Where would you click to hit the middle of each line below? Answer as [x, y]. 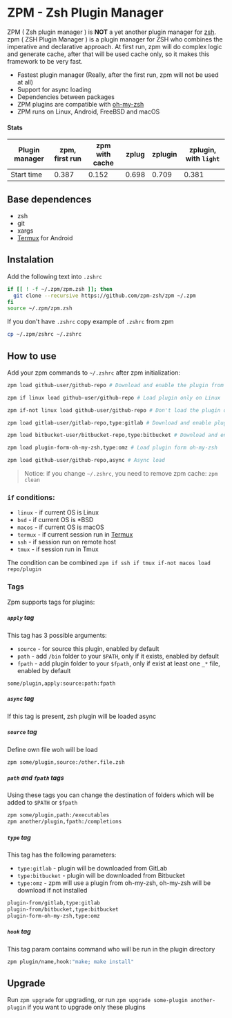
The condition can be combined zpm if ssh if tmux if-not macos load [109, 563]
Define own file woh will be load [52, 749]
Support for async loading [54, 89]
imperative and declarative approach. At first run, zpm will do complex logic [115, 46]
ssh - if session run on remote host [66, 542]
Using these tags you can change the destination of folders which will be [111, 795]
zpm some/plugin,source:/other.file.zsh [66, 762]
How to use [32, 356]
